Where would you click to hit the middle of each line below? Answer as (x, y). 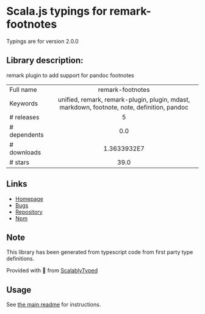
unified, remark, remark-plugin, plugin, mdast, (124, 99)
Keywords (24, 103)
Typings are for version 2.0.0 (43, 41)
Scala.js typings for (57, 11)
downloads (25, 152)
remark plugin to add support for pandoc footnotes (70, 75)
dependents (27, 135)
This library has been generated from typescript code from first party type (100, 252)
